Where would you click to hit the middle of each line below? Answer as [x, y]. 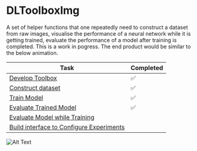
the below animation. [32, 53]
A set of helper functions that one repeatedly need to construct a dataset [97, 27]
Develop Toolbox [33, 78]
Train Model [26, 97]
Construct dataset [35, 88]
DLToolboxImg [43, 11]
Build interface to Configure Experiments [67, 127]
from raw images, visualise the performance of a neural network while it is [99, 33]
